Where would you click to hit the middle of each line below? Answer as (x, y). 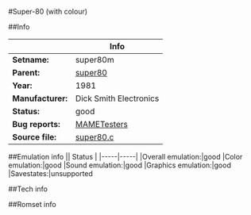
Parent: (26, 73)
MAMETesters (102, 124)
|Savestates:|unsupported (51, 173)
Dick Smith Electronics (117, 98)
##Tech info (28, 189)
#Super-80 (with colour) (48, 12)
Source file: (35, 137)
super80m (95, 60)
